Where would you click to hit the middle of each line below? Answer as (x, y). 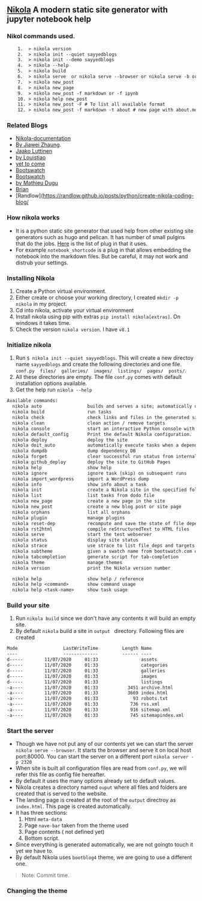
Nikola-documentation (43, 138)
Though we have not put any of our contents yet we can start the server (104, 744)
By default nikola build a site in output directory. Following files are (100, 631)
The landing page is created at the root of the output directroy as (96, 800)
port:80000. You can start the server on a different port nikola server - (105, 757)
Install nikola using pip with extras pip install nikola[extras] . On (98, 317)
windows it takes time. (43, 323)
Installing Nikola (31, 278)
